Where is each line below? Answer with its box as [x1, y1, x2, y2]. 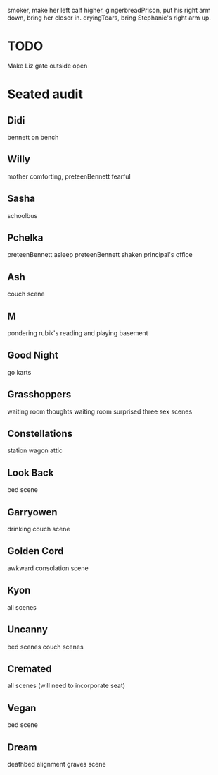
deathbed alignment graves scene [7, 759, 107, 768]
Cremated [7, 663, 52, 675]
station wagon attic [7, 446, 63, 455]
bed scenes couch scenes [7, 642, 84, 651]
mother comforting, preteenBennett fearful [7, 172, 132, 181]
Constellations [7, 428, 72, 440]
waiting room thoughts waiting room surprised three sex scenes [7, 407, 193, 416]
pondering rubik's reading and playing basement [7, 329, 148, 337]
